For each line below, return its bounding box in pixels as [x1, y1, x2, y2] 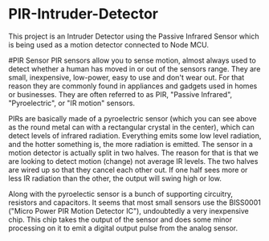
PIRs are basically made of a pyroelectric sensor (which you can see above [8, 113, 257, 123]
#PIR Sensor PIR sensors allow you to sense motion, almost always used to [8, 55, 257, 65]
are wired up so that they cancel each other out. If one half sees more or [8, 165, 248, 174]
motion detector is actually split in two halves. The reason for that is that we [8, 148, 259, 157]
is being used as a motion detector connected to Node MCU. [8, 39, 210, 49]
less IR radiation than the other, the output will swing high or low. [8, 174, 222, 183]
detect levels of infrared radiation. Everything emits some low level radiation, [8, 130, 262, 141]
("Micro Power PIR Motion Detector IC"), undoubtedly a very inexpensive [8, 206, 249, 215]
